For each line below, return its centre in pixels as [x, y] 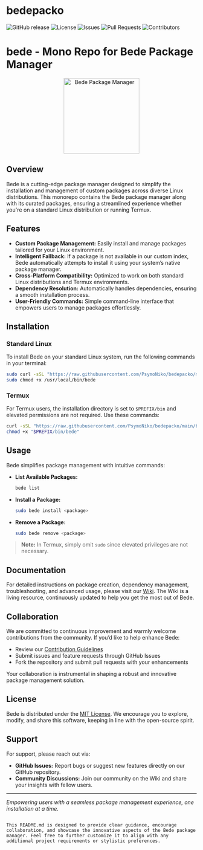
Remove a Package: [40, 522]
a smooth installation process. [52, 294]
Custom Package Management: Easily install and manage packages [100, 243]
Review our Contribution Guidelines [59, 649]
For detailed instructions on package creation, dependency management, [98, 585]
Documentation [36, 570]
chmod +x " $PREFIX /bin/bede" [43, 432]
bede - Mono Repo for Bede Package [100, 52]
